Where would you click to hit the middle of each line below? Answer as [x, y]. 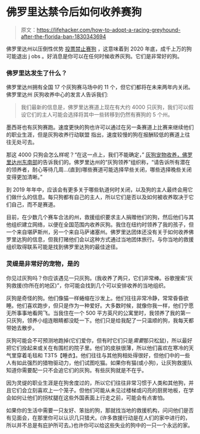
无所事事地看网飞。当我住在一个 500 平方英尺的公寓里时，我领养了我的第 [96, 313]
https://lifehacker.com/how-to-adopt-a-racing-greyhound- [109, 30]
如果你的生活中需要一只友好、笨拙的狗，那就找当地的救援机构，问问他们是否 [100, 410]
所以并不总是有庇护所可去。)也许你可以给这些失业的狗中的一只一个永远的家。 [100, 425]
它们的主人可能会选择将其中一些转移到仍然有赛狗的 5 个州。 [99, 115]
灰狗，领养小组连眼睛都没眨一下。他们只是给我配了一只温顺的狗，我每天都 [102, 320]
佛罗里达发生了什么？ [37, 73]
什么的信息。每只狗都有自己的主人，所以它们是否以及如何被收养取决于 [102, 197]
